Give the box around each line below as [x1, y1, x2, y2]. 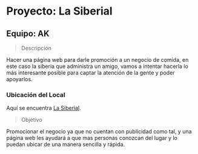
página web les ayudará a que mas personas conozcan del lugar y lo [6, 135, 177, 142]
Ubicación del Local [6, 90, 65, 99]
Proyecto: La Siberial [6, 4, 113, 18]
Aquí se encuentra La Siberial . [6, 104, 82, 112]
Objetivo [21, 116, 42, 124]
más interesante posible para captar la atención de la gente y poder [6, 69, 175, 76]
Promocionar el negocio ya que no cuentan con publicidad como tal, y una [6, 128, 192, 135]
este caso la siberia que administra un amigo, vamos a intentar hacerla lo [6, 62, 189, 70]
